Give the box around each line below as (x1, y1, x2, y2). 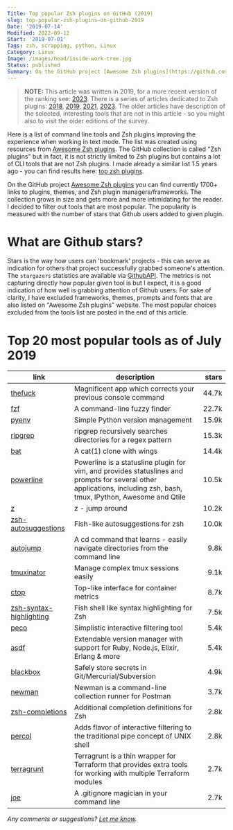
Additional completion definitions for (74, 703, 193, 712)
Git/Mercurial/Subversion (74, 671, 156, 681)
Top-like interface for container (74, 583, 178, 593)
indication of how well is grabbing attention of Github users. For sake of (7, 286, 212, 294)
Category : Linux (7, 49, 54, 56)
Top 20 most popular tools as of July (7, 333, 222, 348)
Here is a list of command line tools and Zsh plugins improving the (7, 130, 196, 139)
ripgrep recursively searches (74, 427, 168, 436)
